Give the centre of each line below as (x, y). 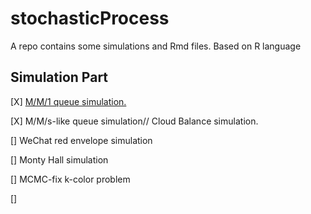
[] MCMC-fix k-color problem (70, 179)
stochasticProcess (90, 18)
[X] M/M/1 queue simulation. (68, 101)
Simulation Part (59, 77)
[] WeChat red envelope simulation (81, 140)
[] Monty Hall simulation (59, 159)
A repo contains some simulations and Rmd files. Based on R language (156, 46)
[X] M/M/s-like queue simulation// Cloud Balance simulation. (134, 121)
